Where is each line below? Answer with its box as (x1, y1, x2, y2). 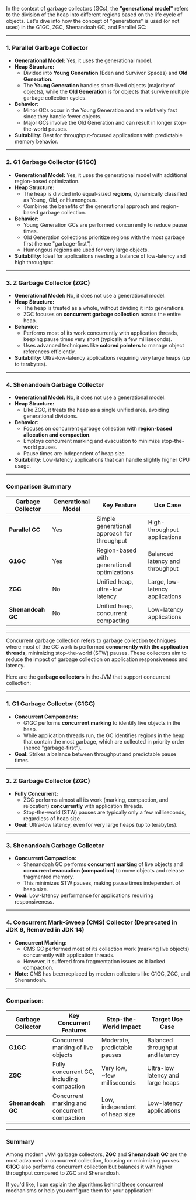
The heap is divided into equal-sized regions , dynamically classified (23, 190, 188, 197)
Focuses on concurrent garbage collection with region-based (23, 425, 172, 432)
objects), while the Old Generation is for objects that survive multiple (23, 88, 190, 96)
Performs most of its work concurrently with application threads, (23, 329, 179, 336)
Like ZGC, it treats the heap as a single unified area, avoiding (23, 407, 169, 414)
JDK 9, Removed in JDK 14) (6, 926, 85, 934)
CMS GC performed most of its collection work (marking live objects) (23, 945, 190, 952)
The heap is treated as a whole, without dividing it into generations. (23, 304, 185, 311)
